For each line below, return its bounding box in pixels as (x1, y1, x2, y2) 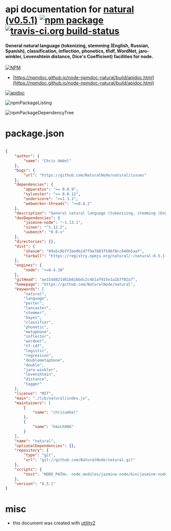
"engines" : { (14, 263, 42, 268)
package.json (5, 128, 65, 139)
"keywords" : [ (14, 286, 44, 292)
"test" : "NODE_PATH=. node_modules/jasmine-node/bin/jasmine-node (23, 471, 167, 477)
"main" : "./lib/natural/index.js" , (14, 396, 90, 401)
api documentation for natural (5, 4, 134, 15)
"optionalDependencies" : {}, (14, 443, 76, 448)
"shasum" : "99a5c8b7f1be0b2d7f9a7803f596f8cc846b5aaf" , (23, 249, 145, 254)
